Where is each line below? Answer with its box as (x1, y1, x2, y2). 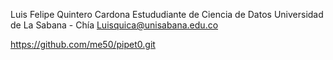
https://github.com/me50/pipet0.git (10, 39, 156, 50)
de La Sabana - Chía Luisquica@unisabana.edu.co (10, 19, 219, 31)
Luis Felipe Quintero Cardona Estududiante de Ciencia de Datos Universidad (10, 9, 324, 20)
